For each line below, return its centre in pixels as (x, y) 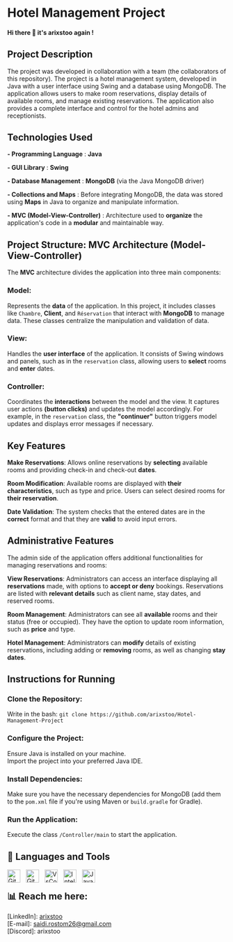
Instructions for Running (61, 679)
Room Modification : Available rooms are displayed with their (95, 483)
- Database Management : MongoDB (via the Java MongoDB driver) (106, 181)
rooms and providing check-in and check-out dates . (82, 470)
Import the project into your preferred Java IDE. (75, 761)
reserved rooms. (31, 601)
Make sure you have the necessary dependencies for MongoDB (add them (114, 794)
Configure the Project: (46, 738)
